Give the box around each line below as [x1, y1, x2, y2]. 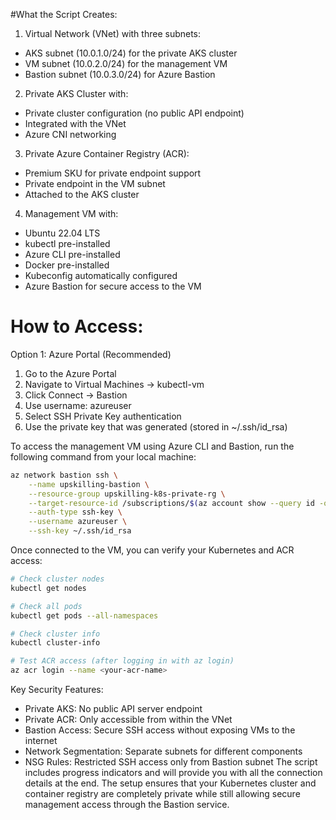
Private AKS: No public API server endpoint [24, 703, 203, 715]
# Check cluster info [10, 629, 101, 639]
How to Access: [10, 315, 144, 338]
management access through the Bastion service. [24, 799, 230, 811]
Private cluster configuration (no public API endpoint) [24, 107, 245, 119]
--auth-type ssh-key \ [28, 507, 123, 518]
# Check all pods [10, 601, 83, 611]
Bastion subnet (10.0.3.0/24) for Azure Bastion [24, 69, 216, 80]
